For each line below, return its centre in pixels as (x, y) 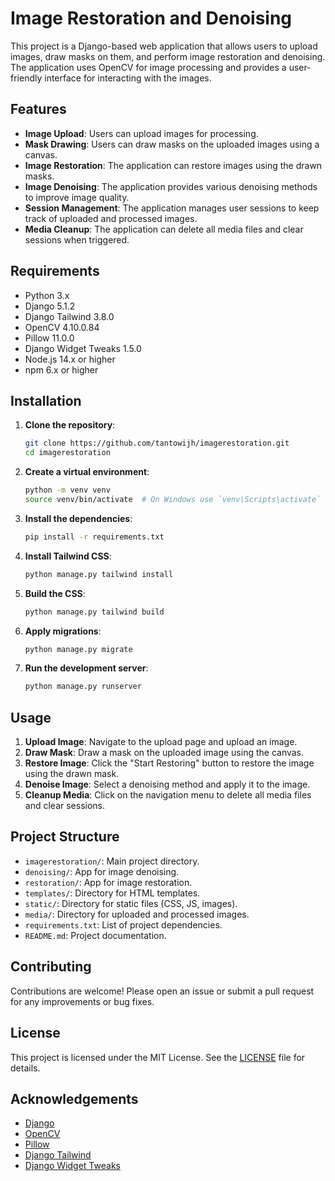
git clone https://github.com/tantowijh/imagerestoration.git (157, 443)
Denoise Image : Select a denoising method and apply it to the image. (167, 784)
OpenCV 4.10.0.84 (62, 327)
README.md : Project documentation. (95, 935)
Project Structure (65, 837)
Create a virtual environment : (87, 472)
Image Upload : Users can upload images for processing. (141, 133)
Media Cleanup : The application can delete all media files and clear (164, 229)
